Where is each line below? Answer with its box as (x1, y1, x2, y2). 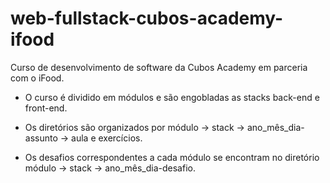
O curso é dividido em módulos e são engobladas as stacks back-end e (24, 91, 320, 103)
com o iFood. (10, 72, 65, 84)
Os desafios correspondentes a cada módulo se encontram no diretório (24, 151, 320, 163)
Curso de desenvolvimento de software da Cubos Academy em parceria (10, 61, 308, 73)
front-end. (24, 102, 68, 114)
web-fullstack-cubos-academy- (10, 7, 284, 30)
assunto (24, 132, 58, 144)
